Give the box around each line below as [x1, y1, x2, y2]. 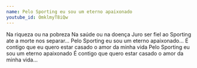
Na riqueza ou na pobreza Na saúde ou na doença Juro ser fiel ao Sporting [6, 30, 192, 38]
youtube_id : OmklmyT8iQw [6, 14, 68, 20]
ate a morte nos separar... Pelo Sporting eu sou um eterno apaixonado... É [6, 37, 189, 44]
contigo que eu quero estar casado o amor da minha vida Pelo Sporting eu [6, 43, 190, 51]
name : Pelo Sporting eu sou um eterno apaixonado [6, 8, 133, 15]
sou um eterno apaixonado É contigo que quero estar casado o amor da [6, 50, 184, 57]
